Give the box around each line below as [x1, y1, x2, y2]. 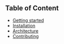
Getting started [12, 17, 44, 23]
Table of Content [5, 4, 59, 12]
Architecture [12, 27, 39, 34]
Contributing [12, 33, 39, 39]
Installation [12, 22, 36, 28]
